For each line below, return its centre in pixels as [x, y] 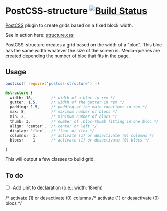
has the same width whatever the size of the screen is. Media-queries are [83, 50]
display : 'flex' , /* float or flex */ [52, 131]
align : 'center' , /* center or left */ [53, 126]
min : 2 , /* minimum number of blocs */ [64, 116]
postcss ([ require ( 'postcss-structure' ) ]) [52, 84]
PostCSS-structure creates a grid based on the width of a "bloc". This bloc [84, 45]
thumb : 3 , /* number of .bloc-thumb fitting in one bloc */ [84, 121]
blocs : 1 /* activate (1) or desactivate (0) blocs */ [80, 140]
